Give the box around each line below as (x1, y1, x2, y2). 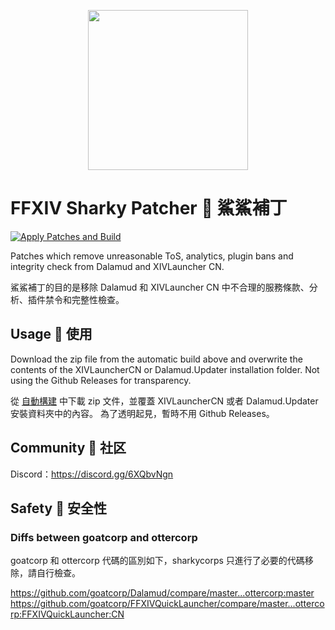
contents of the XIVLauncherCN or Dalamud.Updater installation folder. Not (10, 363, 320, 375)
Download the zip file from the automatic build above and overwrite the (10, 353, 303, 365)
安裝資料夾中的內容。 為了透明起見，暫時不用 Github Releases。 (10, 407, 275, 419)
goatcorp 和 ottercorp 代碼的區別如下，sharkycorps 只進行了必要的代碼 (10, 555, 305, 567)
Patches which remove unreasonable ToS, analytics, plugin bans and (10, 250, 294, 262)
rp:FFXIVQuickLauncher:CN (10, 608, 125, 620)
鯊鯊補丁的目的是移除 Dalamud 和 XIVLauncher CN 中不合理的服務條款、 (10, 281, 310, 293)
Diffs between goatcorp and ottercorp (10, 530, 198, 544)
